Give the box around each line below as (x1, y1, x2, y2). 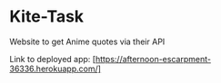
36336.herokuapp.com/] (9, 63, 102, 74)
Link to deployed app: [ (9, 53, 96, 64)
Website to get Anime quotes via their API (9, 36, 166, 47)
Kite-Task (9, 6, 85, 27)
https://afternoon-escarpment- (95, 53, 212, 64)
